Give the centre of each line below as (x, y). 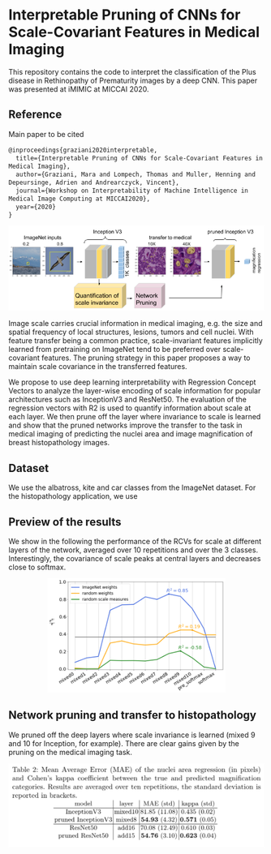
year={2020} (36, 207)
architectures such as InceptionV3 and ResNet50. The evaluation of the (128, 400)
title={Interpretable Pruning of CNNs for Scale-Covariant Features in (140, 158)
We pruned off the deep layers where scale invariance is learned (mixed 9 (132, 735)
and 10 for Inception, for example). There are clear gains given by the (124, 743)
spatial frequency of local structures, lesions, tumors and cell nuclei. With (131, 332)
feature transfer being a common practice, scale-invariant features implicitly (136, 341)
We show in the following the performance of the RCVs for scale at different (135, 541)
